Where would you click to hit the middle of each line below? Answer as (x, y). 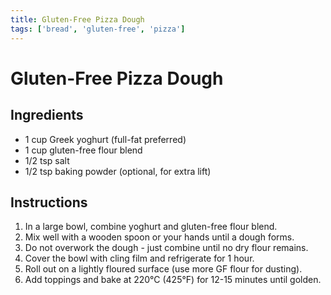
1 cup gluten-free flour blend (83, 150)
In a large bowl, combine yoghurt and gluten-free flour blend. (151, 227)
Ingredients (47, 115)
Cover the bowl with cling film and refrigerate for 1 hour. (139, 258)
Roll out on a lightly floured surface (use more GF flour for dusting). (163, 269)
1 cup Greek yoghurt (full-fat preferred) (105, 139)
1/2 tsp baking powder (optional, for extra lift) (118, 171)
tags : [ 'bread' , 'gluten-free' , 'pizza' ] (98, 29)
